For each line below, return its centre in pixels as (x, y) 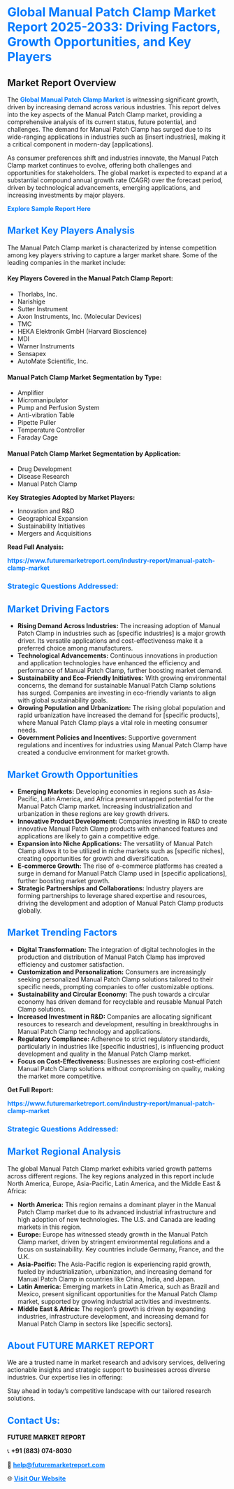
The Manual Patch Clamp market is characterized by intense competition (112, 247)
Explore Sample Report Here (49, 209)
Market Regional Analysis (64, 1151)
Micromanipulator (43, 400)
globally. (29, 910)
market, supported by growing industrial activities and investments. (114, 1301)
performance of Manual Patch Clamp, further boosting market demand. (120, 671)
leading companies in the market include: (67, 262)
